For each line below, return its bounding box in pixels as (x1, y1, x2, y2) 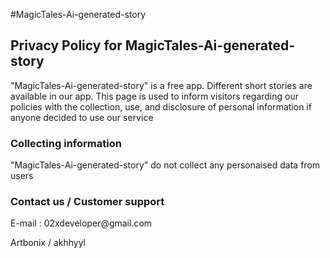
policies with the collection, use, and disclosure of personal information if (10, 100, 312, 113)
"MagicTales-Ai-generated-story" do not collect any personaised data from (10, 159, 321, 171)
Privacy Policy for (10, 37, 123, 54)
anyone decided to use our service (10, 111, 154, 123)
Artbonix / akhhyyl (10, 237, 87, 249)
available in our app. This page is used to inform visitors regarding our (10, 90, 299, 102)
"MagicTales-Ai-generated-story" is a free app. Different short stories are (10, 79, 313, 91)
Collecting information (10, 136, 122, 150)
